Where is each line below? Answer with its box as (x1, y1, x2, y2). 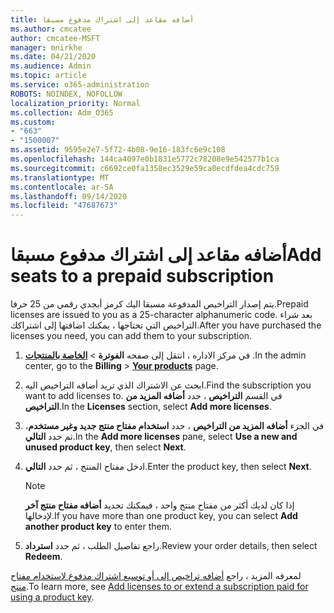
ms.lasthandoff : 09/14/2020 (10, 191, 128, 201)
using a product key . (10, 591, 95, 603)
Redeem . (24, 551, 63, 563)
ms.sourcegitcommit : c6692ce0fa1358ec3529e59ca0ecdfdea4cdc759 (10, 163, 280, 173)
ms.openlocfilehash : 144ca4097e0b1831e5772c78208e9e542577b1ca (10, 154, 280, 164)
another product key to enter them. (24, 521, 173, 533)
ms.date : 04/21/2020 (10, 52, 97, 62)
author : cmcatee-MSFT (10, 33, 101, 43)
